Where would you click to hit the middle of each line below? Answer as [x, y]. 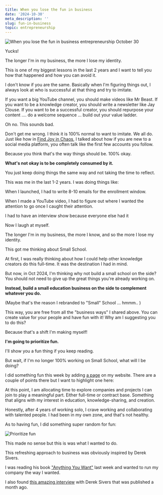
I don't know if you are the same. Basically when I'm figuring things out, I [78, 85]
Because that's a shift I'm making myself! [46, 332]
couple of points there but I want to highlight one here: [60, 380]
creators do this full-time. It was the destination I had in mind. [66, 264]
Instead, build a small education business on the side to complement [76, 288]
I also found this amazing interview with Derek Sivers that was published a [80, 482]
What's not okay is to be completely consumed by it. [59, 163]
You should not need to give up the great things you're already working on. [80, 279]
